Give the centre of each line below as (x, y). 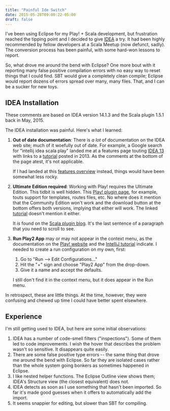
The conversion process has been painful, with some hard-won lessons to (83, 50)
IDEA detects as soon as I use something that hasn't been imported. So (87, 387)
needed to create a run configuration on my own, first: (69, 250)
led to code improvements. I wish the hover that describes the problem (87, 344)
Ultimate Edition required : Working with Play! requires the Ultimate (83, 187)
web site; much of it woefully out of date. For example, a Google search (87, 146)
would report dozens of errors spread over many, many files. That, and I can (85, 81)
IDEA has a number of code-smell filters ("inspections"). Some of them (87, 338)
